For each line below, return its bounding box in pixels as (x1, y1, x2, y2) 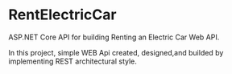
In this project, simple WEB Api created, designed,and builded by (8, 47, 224, 57)
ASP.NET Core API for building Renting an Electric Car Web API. (8, 32, 220, 42)
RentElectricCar (8, 6, 117, 24)
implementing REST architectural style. (8, 56, 137, 66)
